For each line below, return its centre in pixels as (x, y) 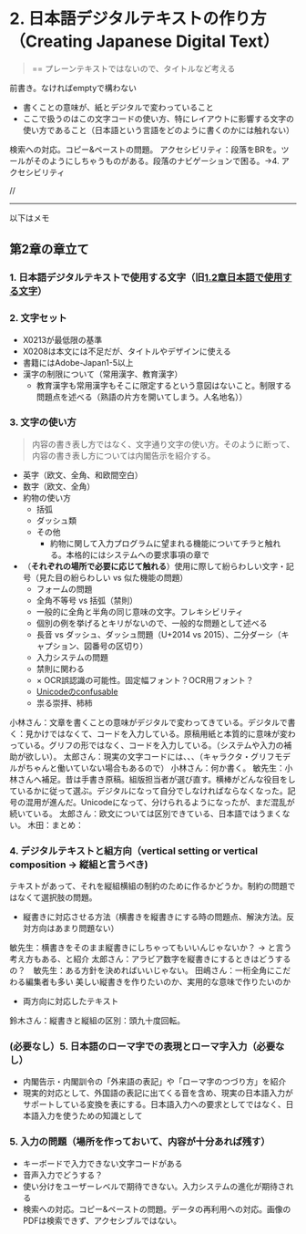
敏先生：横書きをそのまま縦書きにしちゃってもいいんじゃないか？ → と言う (151, 948)
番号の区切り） (120, 646)
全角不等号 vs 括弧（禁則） (87, 600)
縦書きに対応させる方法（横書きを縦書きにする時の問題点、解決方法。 (154, 917)
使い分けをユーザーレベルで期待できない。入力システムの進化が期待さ (154, 1186)
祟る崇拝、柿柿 (64, 702)
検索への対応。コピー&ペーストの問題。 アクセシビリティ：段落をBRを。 (145, 149)
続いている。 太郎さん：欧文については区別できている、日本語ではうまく (146, 814)
